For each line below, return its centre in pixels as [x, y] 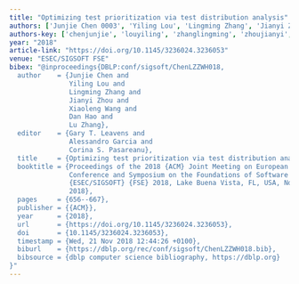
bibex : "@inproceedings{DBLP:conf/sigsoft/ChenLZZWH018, [117, 68]
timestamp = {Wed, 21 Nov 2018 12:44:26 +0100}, [109, 241]
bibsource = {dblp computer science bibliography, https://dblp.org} [149, 258]
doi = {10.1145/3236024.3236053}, [93, 232]
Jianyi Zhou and [99, 100]
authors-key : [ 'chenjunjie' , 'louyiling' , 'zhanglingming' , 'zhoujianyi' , [151, 34]
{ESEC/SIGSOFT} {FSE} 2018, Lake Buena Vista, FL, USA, [174, 183]
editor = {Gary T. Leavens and [81, 134]
